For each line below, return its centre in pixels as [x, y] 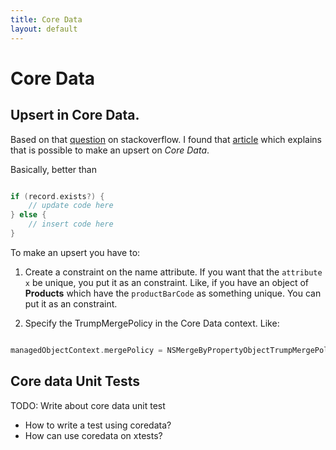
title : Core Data [46, 19]
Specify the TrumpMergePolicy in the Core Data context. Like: [152, 323]
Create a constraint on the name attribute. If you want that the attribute [173, 272]
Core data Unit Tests [75, 381]
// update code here [71, 206]
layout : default [44, 29]
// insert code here [71, 224]
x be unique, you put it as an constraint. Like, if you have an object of [167, 282]
